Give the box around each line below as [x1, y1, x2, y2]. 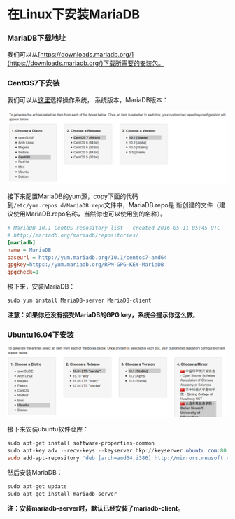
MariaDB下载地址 [7, 33, 66, 43]
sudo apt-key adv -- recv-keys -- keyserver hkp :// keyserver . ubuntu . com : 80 [7, 448, 227, 455]
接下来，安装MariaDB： [7, 282, 76, 291]
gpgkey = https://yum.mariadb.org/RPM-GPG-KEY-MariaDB [7, 261, 164, 268]
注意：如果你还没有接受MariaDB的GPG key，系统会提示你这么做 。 [7, 311, 199, 319]
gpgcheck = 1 [7, 269, 39, 276]
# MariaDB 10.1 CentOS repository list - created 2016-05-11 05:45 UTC [7, 225, 220, 232]
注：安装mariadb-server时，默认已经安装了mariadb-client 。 [7, 504, 184, 512]
